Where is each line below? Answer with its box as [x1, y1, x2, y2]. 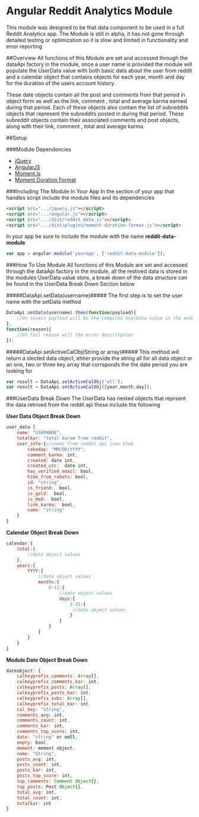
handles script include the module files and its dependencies [6, 194, 155, 201]
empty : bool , [17, 739, 49, 746]
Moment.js [14, 169, 41, 177]
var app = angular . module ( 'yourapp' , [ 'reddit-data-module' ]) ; [6, 251, 166, 257]
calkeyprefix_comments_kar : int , [17, 679, 99, 685]
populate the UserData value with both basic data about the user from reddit [6, 67, 192, 74]
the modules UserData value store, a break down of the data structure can [6, 274, 188, 281]
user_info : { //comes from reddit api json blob [17, 441, 134, 447]
